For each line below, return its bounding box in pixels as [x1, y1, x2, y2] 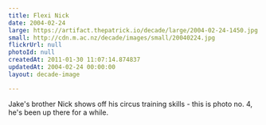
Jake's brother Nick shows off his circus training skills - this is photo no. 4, [8, 99, 253, 108]
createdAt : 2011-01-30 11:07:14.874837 [8, 56, 141, 64]
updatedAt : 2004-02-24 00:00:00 [8, 63, 115, 71]
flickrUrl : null [8, 41, 62, 49]
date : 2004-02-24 [8, 19, 66, 27]
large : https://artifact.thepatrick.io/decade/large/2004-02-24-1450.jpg [8, 26, 259, 34]
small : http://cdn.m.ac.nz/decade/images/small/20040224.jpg [8, 33, 216, 42]
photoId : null [8, 48, 56, 56]
